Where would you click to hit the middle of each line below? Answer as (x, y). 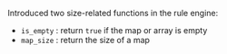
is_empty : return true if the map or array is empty (114, 30)
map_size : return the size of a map (85, 40)
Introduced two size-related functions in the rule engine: (113, 13)
